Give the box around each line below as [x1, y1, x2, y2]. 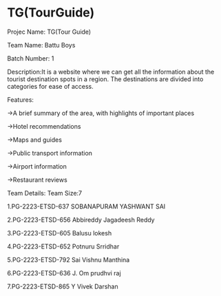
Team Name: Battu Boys [7, 41, 76, 49]
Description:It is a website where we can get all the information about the [7, 67, 215, 76]
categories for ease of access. [7, 82, 94, 90]
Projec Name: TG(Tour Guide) [7, 28, 92, 36]
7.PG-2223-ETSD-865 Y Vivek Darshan [7, 282, 118, 290]
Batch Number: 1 [7, 54, 54, 63]
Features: [7, 95, 34, 104]
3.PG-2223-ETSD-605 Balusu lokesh [7, 229, 112, 237]
